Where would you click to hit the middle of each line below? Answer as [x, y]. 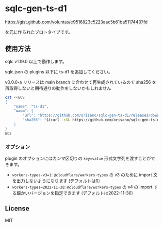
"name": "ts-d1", [31, 106]
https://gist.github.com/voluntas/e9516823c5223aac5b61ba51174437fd [76, 22]
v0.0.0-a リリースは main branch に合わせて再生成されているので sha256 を [81, 82]
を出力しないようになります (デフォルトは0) [56, 181]
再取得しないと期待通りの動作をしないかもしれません [58, 88]
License [17, 209]
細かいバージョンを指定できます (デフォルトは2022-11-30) [75, 193]
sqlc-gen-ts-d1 [36, 9]
